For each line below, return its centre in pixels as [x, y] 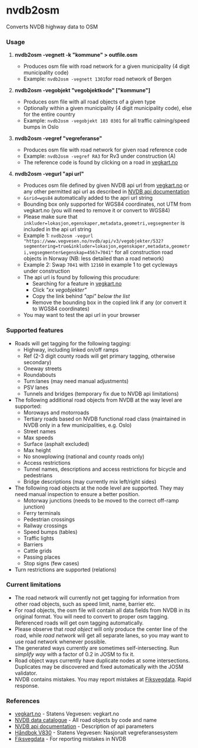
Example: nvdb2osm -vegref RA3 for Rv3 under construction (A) [99, 156]
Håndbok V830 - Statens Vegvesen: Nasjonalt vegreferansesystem [96, 733]
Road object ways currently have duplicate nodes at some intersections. [102, 660]
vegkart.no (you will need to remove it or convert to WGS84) [97, 211]
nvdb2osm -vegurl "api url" [49, 174]
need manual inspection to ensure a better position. [77, 494]
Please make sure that [50, 217]
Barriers [33, 544]
